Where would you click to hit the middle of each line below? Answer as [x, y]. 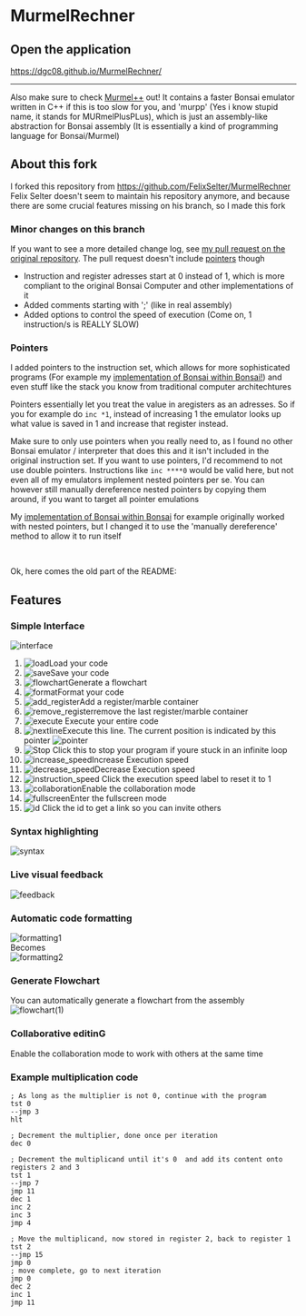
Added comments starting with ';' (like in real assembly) [128, 305]
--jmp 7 [25, 1183]
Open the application [71, 49]
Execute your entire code [111, 721]
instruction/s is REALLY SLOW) [81, 324]
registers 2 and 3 [45, 1167]
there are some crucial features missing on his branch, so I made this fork [148, 205]
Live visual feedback [57, 875]
